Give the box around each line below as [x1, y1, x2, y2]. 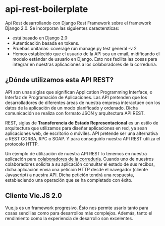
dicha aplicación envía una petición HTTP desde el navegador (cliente [5, 166, 148, 172]
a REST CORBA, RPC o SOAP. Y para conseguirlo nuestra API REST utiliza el [5, 135, 160, 141]
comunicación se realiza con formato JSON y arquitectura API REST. [5, 110, 145, 116]
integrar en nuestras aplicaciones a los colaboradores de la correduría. [12, 61, 157, 67]
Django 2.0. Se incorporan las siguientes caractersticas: [5, 25, 119, 31]
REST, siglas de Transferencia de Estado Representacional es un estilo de [5, 119, 159, 125]
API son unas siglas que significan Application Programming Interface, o [5, 89, 153, 95]
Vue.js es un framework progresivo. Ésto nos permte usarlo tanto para [5, 205, 149, 211]
